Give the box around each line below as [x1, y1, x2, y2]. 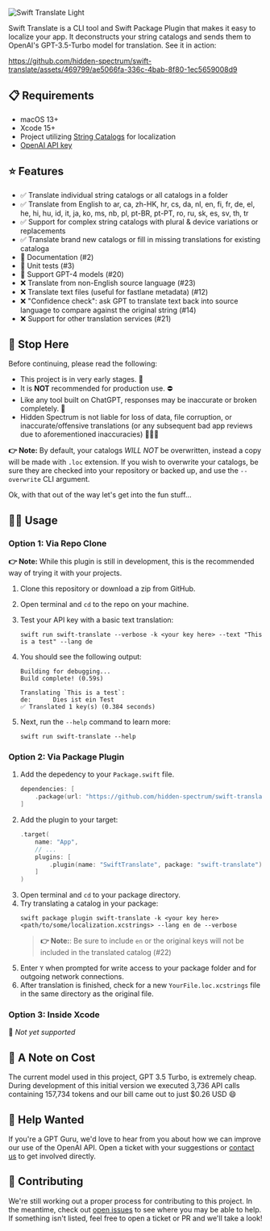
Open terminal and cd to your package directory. [19, 890, 181, 900]
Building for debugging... [19, 668, 111, 676]
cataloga [19, 243, 50, 253]
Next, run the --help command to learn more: [19, 717, 171, 726]
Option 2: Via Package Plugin [8, 752, 125, 763]
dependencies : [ [19, 785, 75, 793]
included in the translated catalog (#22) [39, 948, 172, 957]
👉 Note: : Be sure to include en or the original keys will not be [39, 936, 244, 946]
